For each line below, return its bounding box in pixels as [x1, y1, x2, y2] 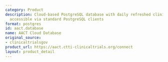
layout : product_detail [5, 49, 55, 54]
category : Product [5, 7, 43, 12]
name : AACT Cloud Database [5, 30, 61, 35]
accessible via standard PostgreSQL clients [9, 16, 104, 21]
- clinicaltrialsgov [5, 40, 48, 45]
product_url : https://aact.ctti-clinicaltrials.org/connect [5, 44, 133, 49]
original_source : [5, 35, 41, 40]
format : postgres [5, 21, 41, 26]
